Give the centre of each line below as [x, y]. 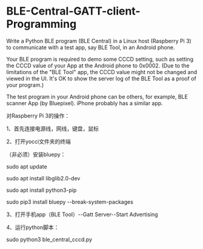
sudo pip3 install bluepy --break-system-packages [70, 202]
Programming [42, 24]
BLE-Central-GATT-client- [73, 11]
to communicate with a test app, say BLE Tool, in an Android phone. [91, 47]
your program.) [25, 85]
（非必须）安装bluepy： [36, 154]
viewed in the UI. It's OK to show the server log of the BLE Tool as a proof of [101, 78]
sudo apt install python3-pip [42, 190]
